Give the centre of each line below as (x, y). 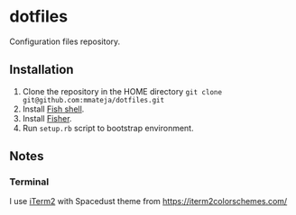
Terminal (29, 182)
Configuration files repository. (65, 41)
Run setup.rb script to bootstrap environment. (108, 128)
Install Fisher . (47, 118)
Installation (42, 70)
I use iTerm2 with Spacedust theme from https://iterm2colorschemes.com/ (148, 202)
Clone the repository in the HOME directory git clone (122, 91)
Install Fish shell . (53, 109)
